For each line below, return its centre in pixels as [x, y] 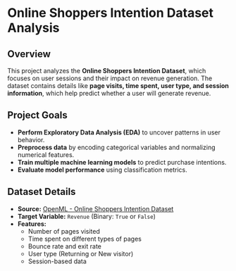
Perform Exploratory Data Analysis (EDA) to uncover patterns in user [119, 132]
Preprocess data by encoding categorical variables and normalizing [116, 147]
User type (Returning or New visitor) [81, 253]
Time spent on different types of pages [85, 239]
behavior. [31, 139]
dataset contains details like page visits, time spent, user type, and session [118, 86]
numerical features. [46, 155]
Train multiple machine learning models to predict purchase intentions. [122, 162]
